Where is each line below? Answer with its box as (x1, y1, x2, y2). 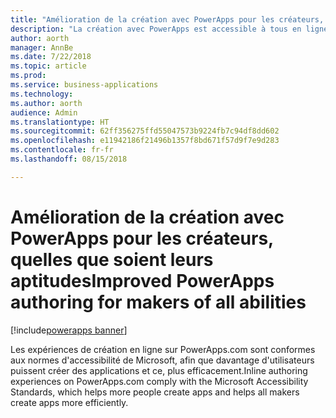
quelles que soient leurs (10, 248, 214, 271)
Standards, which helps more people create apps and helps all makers (10, 386, 300, 398)
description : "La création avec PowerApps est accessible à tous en (10, 24, 302, 34)
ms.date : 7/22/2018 (10, 52, 92, 62)
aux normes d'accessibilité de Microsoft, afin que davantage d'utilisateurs (10, 354, 315, 366)
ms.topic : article (10, 61, 87, 71)
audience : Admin (10, 107, 78, 118)
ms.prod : (10, 71, 47, 81)
